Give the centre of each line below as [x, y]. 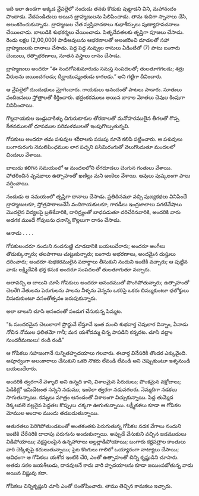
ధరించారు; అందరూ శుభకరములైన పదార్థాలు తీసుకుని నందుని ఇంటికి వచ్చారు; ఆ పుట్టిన [97, 261]
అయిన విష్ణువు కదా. [27, 473]
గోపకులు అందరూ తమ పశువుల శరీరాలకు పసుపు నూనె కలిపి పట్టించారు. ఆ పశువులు [94, 139]
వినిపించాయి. [20, 105]
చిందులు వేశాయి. [24, 155]
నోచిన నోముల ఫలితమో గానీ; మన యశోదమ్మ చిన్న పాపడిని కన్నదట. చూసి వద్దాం [89, 332]
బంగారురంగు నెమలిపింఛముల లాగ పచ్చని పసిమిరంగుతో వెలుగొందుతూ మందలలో [91, 147]
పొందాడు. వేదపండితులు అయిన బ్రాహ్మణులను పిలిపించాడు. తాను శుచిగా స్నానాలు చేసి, [97, 16]
